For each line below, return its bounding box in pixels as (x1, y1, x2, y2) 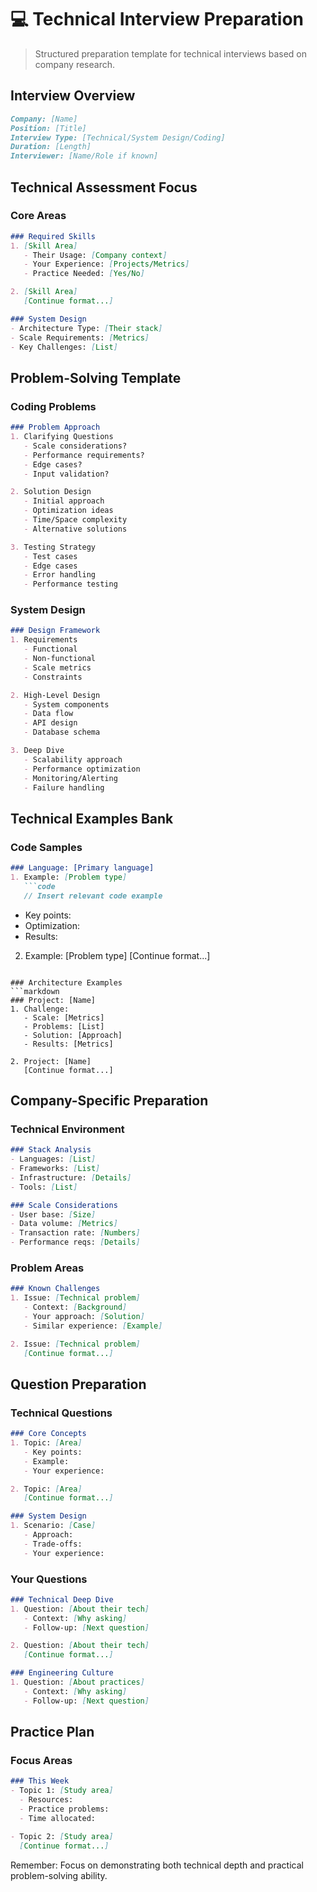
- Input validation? (23, 469, 110, 479)
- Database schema (23, 727, 101, 738)
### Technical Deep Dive (10, 1594, 114, 1605)
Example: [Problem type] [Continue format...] (24, 949, 211, 961)
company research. (34, 58, 115, 70)
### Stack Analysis (10, 1145, 92, 1155)
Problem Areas (10, 1261, 85, 1275)
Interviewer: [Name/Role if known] (10, 151, 159, 161)
